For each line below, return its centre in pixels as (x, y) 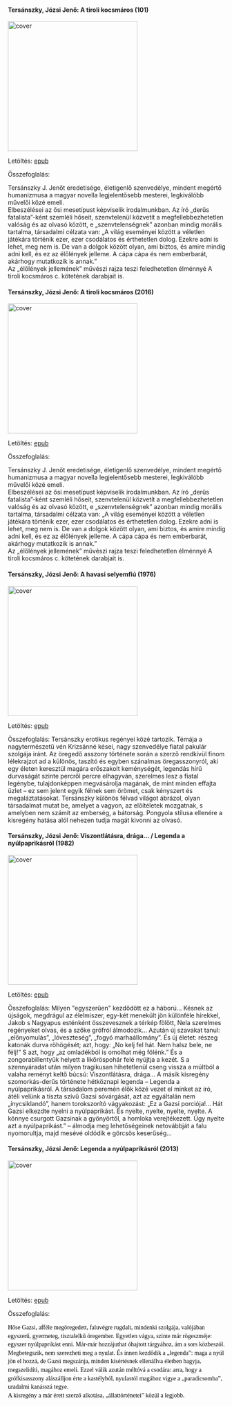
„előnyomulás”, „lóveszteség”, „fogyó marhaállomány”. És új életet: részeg (113, 1037)
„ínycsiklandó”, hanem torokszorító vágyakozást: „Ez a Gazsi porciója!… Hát (115, 1103)
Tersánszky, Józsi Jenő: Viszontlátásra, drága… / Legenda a (97, 836)
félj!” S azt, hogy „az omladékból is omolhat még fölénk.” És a (95, 1052)
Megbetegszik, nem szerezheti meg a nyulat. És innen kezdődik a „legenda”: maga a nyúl (116, 1353)
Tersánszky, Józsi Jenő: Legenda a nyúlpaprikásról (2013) (93, 1149)
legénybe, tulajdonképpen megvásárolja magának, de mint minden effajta (112, 783)
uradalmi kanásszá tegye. (38, 1387)
